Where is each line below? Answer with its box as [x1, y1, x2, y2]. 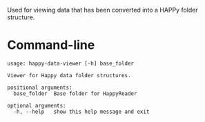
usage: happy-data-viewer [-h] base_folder [7, 60, 135, 67]
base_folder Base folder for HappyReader [13, 90, 137, 97]
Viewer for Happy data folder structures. [7, 72, 131, 79]
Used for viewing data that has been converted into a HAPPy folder [7, 6, 198, 14]
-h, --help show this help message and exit [13, 108, 150, 115]
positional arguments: [7, 84, 72, 91]
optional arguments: [7, 102, 67, 109]
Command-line [7, 37, 95, 53]
